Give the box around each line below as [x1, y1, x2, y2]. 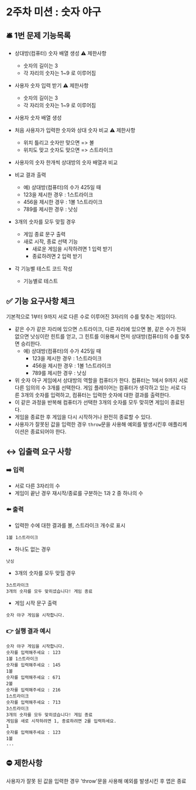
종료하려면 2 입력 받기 [32, 253, 82, 260]
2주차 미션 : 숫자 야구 [6, 5, 101, 19]
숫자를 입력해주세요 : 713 [6, 700, 61, 706]
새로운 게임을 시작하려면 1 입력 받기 [32, 246, 112, 252]
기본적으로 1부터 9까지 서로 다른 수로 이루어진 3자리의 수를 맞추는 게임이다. [6, 313, 177, 320]
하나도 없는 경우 [14, 546, 51, 553]
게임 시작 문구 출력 [14, 599, 57, 607]
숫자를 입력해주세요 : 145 [6, 662, 61, 668]
